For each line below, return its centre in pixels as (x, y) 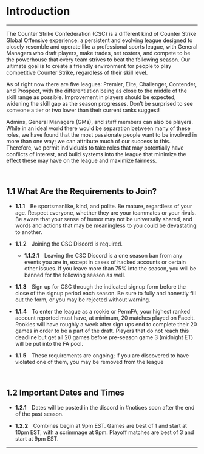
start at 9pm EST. (37, 438)
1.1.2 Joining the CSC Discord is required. (69, 244)
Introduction (38, 11)
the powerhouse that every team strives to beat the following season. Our (98, 60)
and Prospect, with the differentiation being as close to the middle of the (97, 91)
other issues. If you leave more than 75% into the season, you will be (110, 268)
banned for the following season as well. (75, 275)
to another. (29, 232)
